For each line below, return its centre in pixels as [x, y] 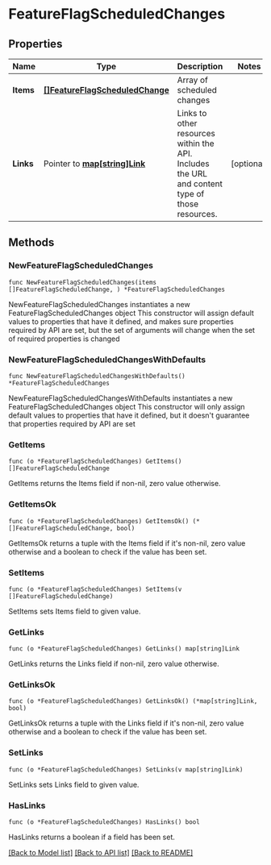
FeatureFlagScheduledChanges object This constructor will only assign [127, 406]
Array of [192, 80]
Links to [192, 113]
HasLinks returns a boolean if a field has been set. [92, 837]
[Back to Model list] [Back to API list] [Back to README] [101, 853]
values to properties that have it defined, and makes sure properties [121, 321]
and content [200, 184]
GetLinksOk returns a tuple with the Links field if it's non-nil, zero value [126, 723]
